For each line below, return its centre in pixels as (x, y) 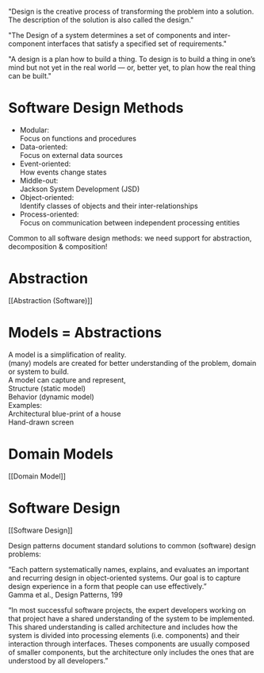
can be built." (30, 76)
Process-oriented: (49, 214)
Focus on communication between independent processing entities (130, 222)
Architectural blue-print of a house (65, 413)
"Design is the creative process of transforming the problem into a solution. (131, 12)
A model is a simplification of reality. (67, 354)
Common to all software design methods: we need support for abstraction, (130, 238)
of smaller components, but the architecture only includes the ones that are (131, 652)
